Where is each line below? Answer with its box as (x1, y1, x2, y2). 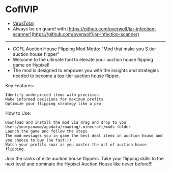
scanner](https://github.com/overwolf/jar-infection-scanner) (12, 31, 139, 37)
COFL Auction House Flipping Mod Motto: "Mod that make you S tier (12, 46, 156, 52)
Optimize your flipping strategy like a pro (5, 101, 101, 106)
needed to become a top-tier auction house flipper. (12, 73, 120, 79)
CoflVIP (5, 4, 39, 15)
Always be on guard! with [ (12, 25, 69, 31)
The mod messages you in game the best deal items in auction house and (5, 133, 163, 138)
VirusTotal (12, 20, 34, 26)
